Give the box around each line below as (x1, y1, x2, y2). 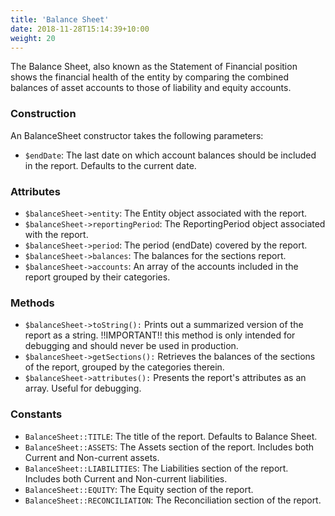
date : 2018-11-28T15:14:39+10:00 (10, 24, 150, 34)
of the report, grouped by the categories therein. (24, 361, 225, 373)
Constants (10, 407, 63, 421)
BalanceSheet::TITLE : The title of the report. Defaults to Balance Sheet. (24, 430, 318, 442)
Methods (10, 296, 55, 310)
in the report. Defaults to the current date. (24, 159, 197, 171)
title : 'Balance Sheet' (10, 14, 110, 25)
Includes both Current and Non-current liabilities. (24, 472, 228, 485)
